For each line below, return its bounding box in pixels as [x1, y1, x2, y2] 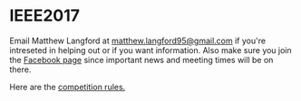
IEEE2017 [9, 5, 80, 26]
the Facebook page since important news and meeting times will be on [9, 54, 274, 65]
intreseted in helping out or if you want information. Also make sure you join [9, 44, 292, 55]
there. [9, 64, 32, 75]
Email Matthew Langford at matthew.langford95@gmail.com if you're [9, 35, 266, 46]
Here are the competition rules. [9, 81, 126, 92]
